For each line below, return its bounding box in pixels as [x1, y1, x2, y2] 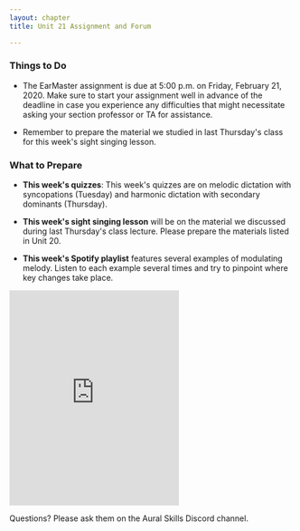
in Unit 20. [22, 236, 61, 246]
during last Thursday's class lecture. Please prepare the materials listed [22, 226, 289, 237]
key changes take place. [22, 273, 114, 284]
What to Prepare [9, 159, 83, 171]
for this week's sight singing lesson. [22, 136, 156, 147]
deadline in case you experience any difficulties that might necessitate [22, 99, 286, 110]
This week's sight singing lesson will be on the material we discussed [22, 217, 286, 227]
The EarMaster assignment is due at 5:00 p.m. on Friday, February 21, [22, 80, 282, 91]
